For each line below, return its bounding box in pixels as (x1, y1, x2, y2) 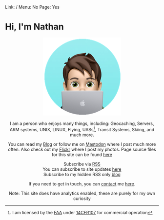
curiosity (73, 195, 91, 201)
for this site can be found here (51, 151, 113, 158)
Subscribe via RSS (63, 161, 101, 167)
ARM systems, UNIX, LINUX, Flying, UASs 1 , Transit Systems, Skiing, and (9, 125, 155, 132)
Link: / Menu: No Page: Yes (5, 4, 60, 10)
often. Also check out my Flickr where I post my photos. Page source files (8, 146, 156, 152)
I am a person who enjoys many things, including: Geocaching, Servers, (10, 120, 154, 126)
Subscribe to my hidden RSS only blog (43, 171, 121, 177)
